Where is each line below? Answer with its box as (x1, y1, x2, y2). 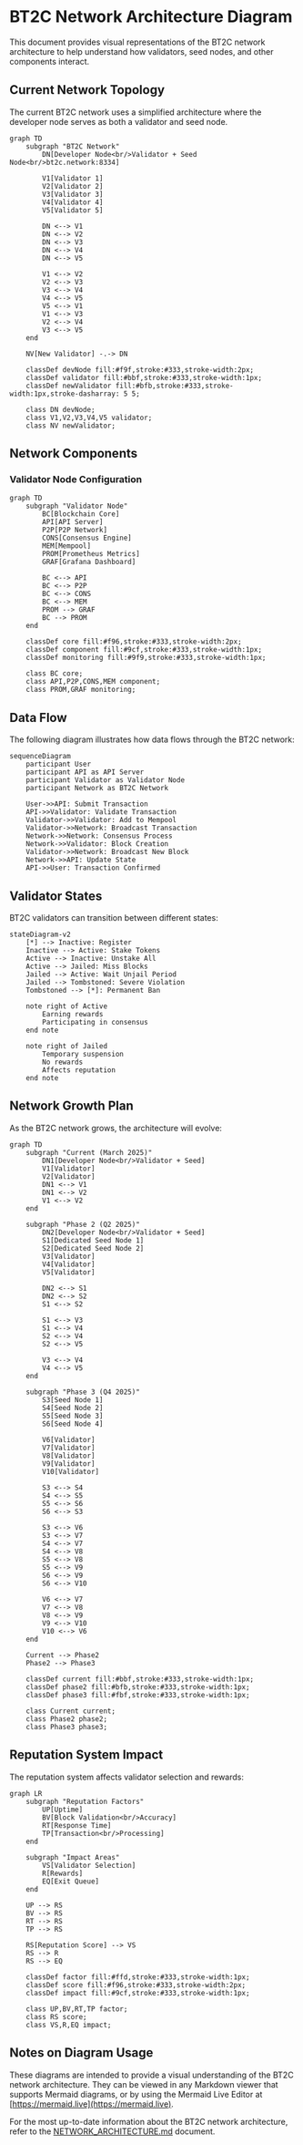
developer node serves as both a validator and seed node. (9, 116, 228, 127)
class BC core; (25, 669, 84, 678)
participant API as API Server (25, 768, 145, 777)
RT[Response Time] (42, 1820, 112, 1830)
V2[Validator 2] (42, 181, 104, 191)
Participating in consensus (42, 1018, 148, 1027)
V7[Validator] (42, 1443, 96, 1452)
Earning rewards (42, 1010, 104, 1019)
